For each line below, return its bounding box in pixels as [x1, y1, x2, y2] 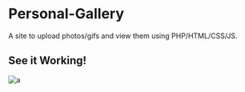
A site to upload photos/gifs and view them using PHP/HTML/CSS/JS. [8, 31, 238, 40]
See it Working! [8, 54, 86, 67]
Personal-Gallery [8, 5, 125, 23]
